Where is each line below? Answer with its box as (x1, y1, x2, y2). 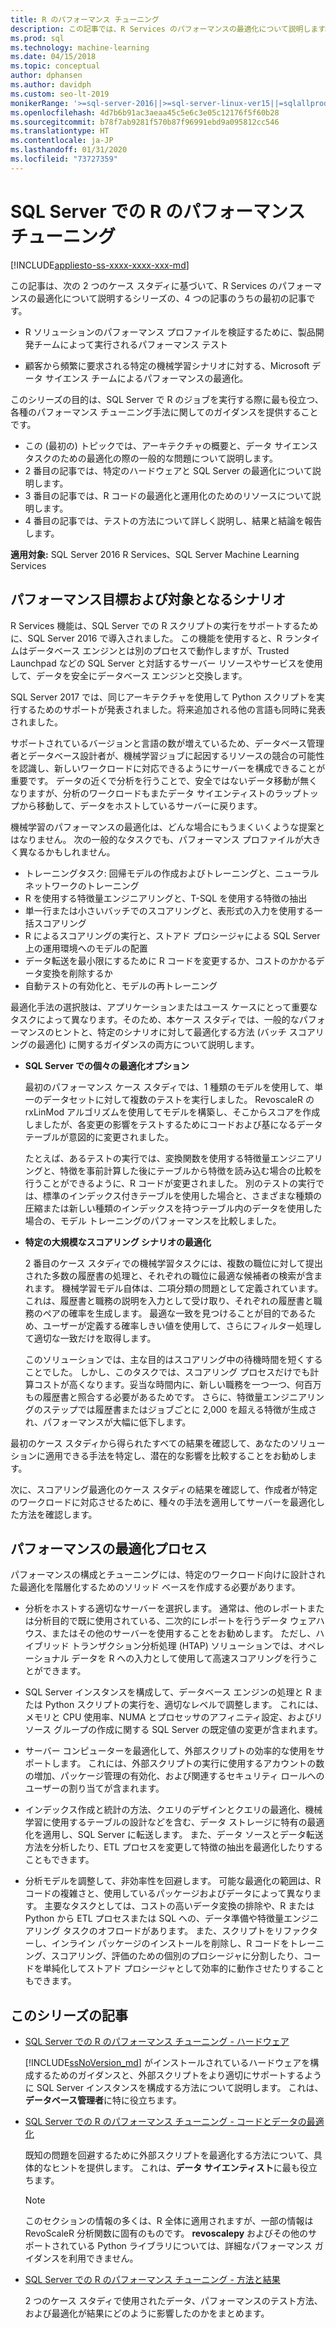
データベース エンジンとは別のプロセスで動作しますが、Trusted (27, 644, 290, 656)
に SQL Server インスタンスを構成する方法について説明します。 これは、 (24, 2082, 324, 2094)
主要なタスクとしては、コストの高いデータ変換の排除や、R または (44, 1900, 315, 1912)
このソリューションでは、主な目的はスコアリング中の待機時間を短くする (24, 1353, 323, 1365)
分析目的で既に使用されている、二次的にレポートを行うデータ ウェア (33, 1615, 317, 1627)
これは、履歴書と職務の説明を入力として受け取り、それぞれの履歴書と (24, 1294, 314, 1306)
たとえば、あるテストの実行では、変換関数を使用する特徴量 (24, 1152, 271, 1164)
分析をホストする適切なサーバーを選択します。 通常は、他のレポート (24, 1602, 308, 1615)
